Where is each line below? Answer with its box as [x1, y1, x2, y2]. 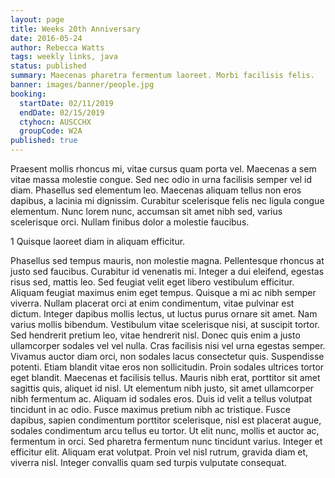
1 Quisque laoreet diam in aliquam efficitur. [10, 236, 186, 247]
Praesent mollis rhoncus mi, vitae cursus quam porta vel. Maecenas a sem [10, 163, 317, 175]
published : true [10, 136, 78, 146]
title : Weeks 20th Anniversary [10, 24, 141, 34]
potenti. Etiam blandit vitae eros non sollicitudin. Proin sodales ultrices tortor [10, 361, 325, 373]
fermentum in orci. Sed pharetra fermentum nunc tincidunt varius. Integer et [10, 436, 323, 447]
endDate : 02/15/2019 [19, 107, 105, 118]
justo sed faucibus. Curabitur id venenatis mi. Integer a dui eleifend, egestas [10, 266, 325, 277]
